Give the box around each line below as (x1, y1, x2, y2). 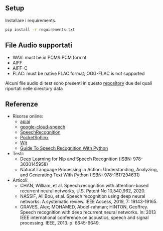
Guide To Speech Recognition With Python (20, 145, 108, 151)
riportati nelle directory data (5, 85, 63, 91)
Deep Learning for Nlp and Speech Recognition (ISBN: (20, 156, 132, 162)
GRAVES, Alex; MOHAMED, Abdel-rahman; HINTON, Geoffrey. (20, 204, 148, 210)
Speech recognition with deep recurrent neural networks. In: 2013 (20, 209, 156, 215)
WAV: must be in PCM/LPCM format (12, 54, 87, 60)
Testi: (12, 151, 24, 157)
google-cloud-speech (20, 124, 66, 130)
